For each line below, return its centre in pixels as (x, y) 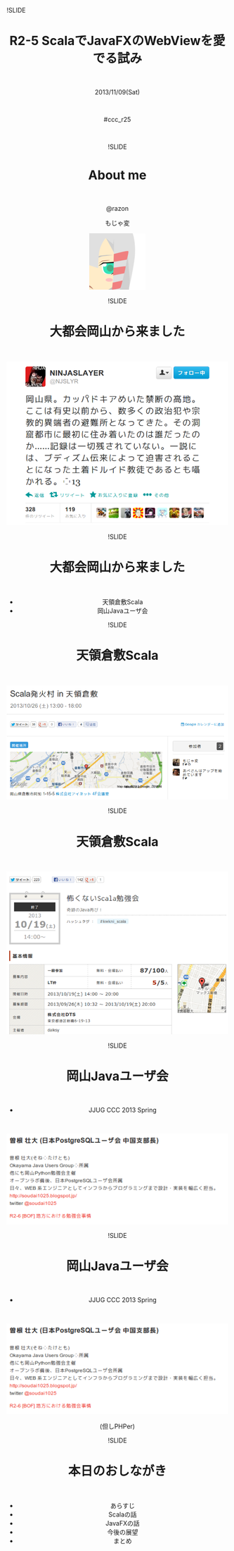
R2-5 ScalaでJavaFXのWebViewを (111, 41)
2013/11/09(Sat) (117, 92)
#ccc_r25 (117, 119)
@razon (117, 208)
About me (117, 175)
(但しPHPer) (117, 1426)
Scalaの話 (123, 1514)
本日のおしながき (117, 1471)
